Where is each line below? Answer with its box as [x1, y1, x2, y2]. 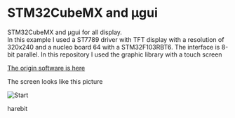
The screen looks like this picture [7, 77, 103, 85]
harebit [7, 104, 28, 112]
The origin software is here [7, 64, 86, 72]
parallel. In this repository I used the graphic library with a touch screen [16, 50, 222, 59]
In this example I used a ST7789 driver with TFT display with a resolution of [7, 35, 224, 43]
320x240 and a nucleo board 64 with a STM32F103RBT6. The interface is [7, 43, 220, 51]
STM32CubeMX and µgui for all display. [7, 28, 123, 36]
